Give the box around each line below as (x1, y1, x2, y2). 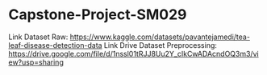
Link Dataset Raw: (8, 32, 69, 41)
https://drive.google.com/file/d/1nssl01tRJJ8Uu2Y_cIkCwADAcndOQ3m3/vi (8, 49, 260, 58)
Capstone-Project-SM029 (8, 6, 187, 24)
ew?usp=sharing (8, 57, 65, 67)
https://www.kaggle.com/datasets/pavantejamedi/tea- (69, 32, 250, 41)
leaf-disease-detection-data (8, 40, 102, 49)
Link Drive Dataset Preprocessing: (103, 40, 218, 49)
